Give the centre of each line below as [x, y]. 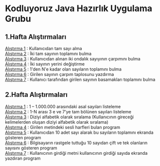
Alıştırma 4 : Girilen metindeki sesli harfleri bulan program [63, 127]
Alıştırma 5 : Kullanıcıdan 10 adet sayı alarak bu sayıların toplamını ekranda [79, 132]
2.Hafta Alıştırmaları [36, 95]
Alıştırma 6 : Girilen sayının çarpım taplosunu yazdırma [60, 74]
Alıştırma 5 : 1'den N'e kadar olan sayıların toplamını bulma [63, 69]
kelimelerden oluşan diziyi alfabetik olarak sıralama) [57, 122]
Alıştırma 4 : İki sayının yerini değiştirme [45, 64]
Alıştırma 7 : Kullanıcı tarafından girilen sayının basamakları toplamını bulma [80, 79]
